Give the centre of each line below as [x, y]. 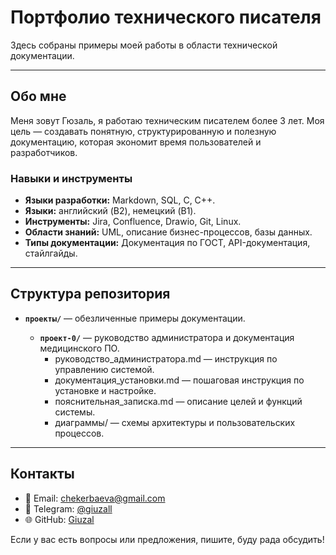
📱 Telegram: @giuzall [68, 508]
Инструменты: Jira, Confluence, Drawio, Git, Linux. [133, 222]
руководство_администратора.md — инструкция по [166, 358]
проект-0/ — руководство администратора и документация [167, 337]
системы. [75, 412]
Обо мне [38, 96]
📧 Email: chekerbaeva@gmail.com [95, 498]
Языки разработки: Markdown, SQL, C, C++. [120, 200]
